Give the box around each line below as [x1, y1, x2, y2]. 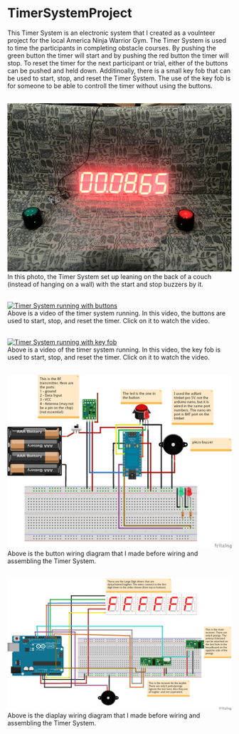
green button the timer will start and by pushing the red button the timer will [7, 51, 229, 60]
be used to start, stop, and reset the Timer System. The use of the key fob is [7, 73, 231, 83]
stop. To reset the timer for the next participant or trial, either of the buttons [7, 58, 228, 67]
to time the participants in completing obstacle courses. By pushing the [7, 43, 217, 52]
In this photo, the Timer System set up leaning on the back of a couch [7, 272, 212, 281]
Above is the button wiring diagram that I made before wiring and [7, 550, 198, 558]
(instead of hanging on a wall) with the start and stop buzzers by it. [7, 280, 204, 288]
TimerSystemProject [7, 5, 133, 21]
